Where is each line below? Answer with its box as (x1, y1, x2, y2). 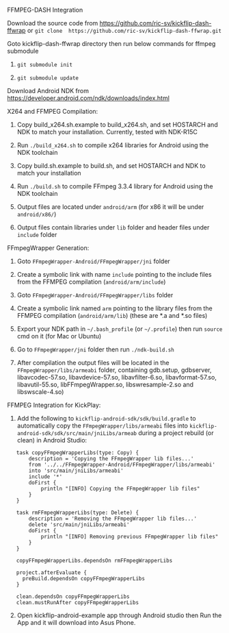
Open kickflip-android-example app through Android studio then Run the (16, 611, 222, 619)
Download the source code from (7, 19, 98, 27)
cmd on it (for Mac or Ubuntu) (16, 332, 102, 340)
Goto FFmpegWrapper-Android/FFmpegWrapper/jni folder (16, 257, 171, 265)
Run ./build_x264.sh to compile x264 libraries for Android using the (16, 141, 209, 149)
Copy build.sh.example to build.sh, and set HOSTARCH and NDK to (16, 162, 206, 170)
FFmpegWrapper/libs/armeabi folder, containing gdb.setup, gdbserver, (16, 366, 212, 374)
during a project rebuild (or (137, 429, 214, 437)
